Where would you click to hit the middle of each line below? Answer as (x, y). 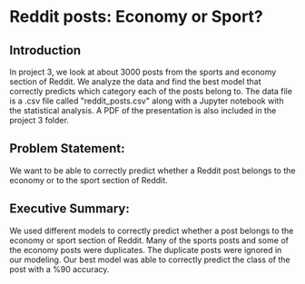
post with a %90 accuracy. (59, 269)
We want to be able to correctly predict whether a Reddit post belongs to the (152, 171)
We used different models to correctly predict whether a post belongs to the (152, 230)
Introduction (45, 50)
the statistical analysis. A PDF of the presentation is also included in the (143, 110)
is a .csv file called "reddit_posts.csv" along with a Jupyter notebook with (147, 101)
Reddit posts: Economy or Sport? (136, 17)
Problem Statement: (67, 148)
